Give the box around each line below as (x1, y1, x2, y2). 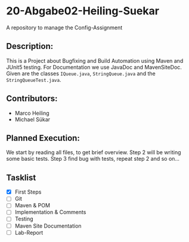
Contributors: (6, 94, 58, 104)
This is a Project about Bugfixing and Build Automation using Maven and (6, 57, 184, 64)
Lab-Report (14, 229, 44, 236)
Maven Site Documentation (14, 222, 82, 229)
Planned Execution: (6, 133, 80, 143)
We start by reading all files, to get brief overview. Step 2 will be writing (6, 149, 181, 156)
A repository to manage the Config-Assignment (6, 24, 123, 31)
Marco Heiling (14, 109, 49, 117)
